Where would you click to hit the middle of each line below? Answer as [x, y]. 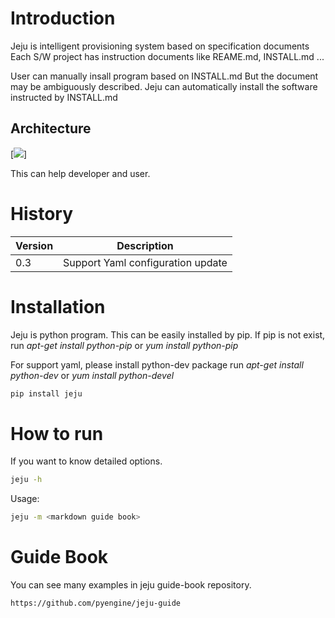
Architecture [51, 128]
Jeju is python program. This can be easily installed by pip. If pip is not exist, [168, 334]
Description [145, 245]
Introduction [63, 18]
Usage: [25, 499]
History [42, 213]
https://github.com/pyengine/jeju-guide [96, 603]
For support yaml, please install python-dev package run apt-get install [157, 364]
